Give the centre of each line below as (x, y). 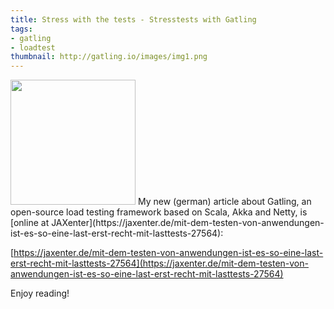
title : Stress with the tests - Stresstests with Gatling (133, 19)
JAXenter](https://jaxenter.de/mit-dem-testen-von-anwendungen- (188, 223)
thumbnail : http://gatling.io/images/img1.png (109, 57)
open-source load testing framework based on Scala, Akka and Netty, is (159, 212)
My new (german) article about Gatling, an (224, 202)
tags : (21, 29)
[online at (30, 223)
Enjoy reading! (40, 293)
